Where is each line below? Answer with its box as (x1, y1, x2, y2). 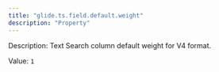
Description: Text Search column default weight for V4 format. (8, 40, 212, 50)
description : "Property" (8, 19, 90, 27)
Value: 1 (8, 56, 34, 66)
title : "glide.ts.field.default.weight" (8, 11, 144, 20)
